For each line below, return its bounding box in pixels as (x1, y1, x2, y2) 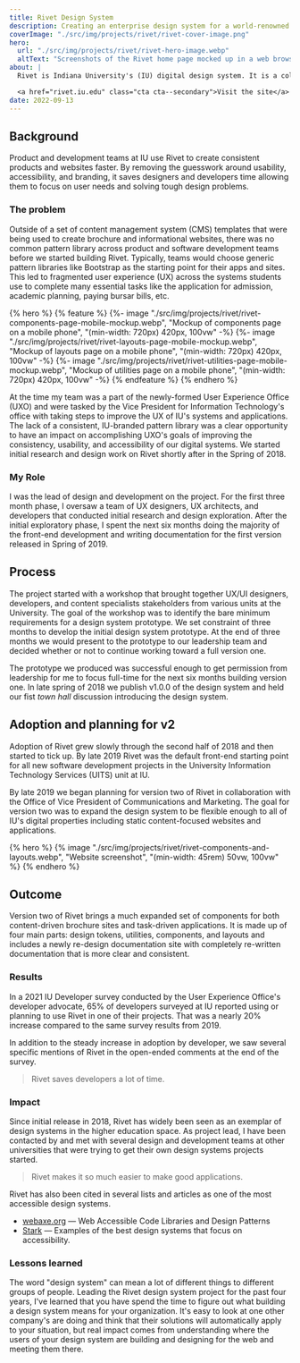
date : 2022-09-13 (9, 96, 74, 105)
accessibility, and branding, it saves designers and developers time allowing (9, 172, 289, 182)
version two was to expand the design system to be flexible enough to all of (9, 806, 287, 817)
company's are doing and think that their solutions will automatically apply (9, 1316, 282, 1326)
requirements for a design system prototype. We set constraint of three (9, 616, 271, 627)
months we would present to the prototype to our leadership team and (9, 636, 268, 647)
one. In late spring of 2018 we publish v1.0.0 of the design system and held (9, 681, 284, 692)
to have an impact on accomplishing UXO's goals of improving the (9, 429, 253, 440)
